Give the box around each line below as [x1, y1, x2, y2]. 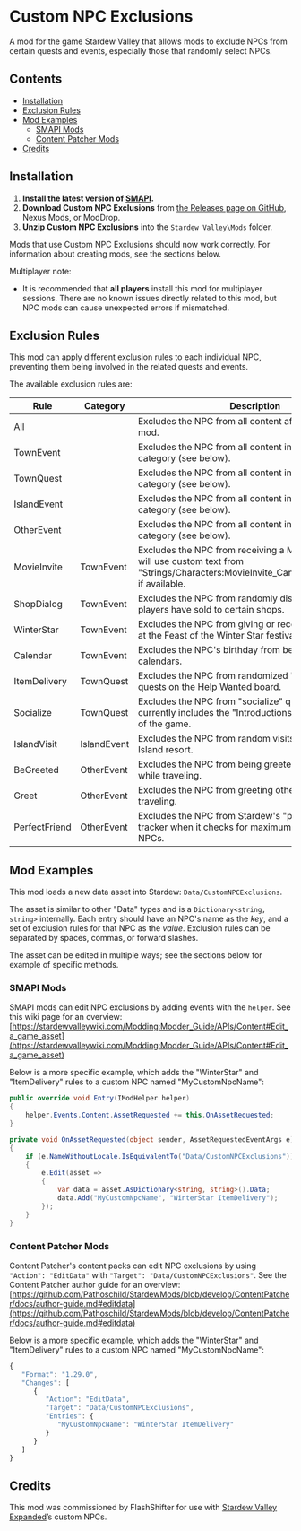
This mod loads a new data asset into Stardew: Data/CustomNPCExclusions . [9, 886, 283, 898]
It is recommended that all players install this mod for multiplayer [21, 283, 262, 293]
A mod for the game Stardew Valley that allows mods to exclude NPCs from [9, 36, 288, 47]
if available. [137, 578, 186, 590]
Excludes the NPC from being [137, 758, 262, 770]
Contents [9, 72, 63, 87]
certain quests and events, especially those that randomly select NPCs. [9, 45, 273, 56]
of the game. [137, 718, 192, 730]
